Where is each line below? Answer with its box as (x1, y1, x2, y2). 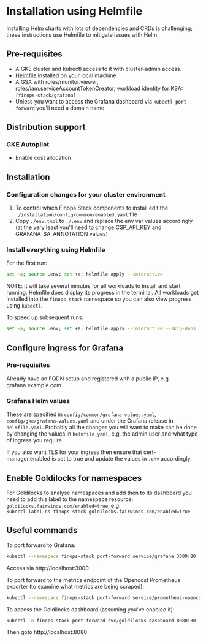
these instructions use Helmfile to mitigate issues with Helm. (6, 31, 159, 38)
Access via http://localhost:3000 (6, 564, 89, 572)
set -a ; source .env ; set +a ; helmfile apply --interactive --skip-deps (6, 326, 196, 332)
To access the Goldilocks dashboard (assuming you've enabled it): (6, 605, 175, 613)
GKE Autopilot (6, 140, 50, 149)
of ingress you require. (6, 437, 64, 444)
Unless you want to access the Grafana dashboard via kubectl (15, 97, 173, 105)
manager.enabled (6, 455, 51, 463)
